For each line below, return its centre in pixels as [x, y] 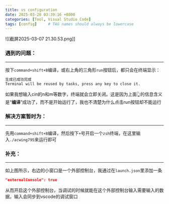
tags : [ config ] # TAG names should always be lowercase [70, 24]
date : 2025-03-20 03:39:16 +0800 [40, 15]
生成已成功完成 [18, 79]
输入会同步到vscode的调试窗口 [46, 196]
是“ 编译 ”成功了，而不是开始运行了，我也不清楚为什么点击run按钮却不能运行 [83, 102]
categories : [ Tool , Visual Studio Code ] [48, 19]
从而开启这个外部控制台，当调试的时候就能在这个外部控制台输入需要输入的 [82, 190]
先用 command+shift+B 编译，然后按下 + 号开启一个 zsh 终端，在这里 [71, 133]
